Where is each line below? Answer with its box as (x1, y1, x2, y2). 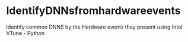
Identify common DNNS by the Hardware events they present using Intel (6, 23, 183, 30)
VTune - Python (6, 29, 45, 36)
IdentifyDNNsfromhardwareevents (6, 4, 181, 17)
